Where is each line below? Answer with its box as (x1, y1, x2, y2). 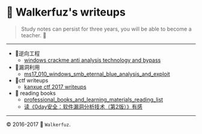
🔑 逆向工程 (14, 49, 40, 56)
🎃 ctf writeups (14, 76, 49, 84)
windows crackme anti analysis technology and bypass (23, 56, 161, 64)
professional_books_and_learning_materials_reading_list (23, 96, 164, 103)
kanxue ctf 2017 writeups (23, 83, 87, 90)
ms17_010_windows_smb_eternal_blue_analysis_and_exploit (23, 70, 170, 78)
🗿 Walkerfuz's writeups (6, 5, 126, 19)
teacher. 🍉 (20, 31, 47, 38)
